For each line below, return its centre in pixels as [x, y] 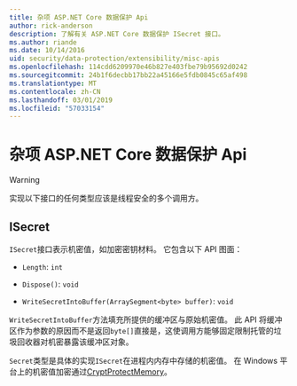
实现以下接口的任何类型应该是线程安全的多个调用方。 [106, 198]
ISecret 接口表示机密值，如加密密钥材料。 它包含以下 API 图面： [126, 249]
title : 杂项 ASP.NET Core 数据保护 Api [79, 17]
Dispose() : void [50, 284]
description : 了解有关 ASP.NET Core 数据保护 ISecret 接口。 [117, 34]
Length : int [43, 267]
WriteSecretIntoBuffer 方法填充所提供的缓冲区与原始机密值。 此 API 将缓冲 [146, 319]
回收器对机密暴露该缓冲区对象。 [75, 342]
